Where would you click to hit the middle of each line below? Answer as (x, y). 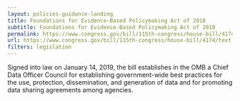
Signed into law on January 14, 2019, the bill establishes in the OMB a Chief (118, 67)
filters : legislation (40, 47)
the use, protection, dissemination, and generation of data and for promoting (120, 82)
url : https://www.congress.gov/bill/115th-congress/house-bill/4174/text (120, 41)
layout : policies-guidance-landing (60, 14)
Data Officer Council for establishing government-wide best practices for (115, 75)
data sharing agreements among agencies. (70, 90)
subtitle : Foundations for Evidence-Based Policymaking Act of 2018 (111, 27)
